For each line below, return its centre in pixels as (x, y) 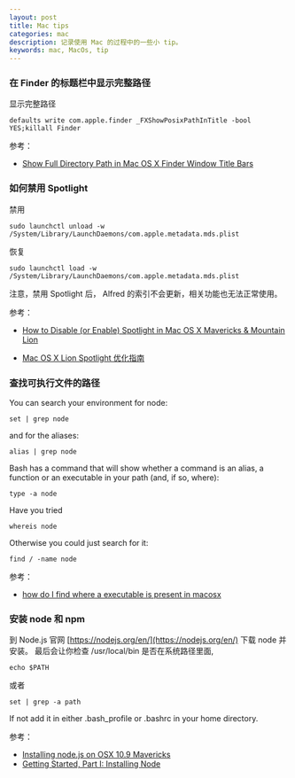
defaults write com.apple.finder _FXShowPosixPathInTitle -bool (130, 121)
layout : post (33, 17)
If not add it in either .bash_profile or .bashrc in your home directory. (134, 719)
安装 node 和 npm (47, 619)
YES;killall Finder (45, 128)
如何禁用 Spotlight (49, 189)
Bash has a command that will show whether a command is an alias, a (136, 468)
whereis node (33, 527)
